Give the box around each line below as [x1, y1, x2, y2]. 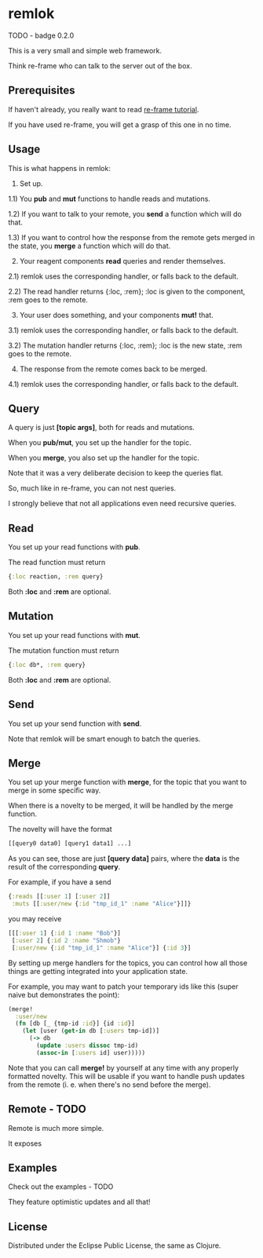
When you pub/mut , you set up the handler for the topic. [8, 438, 192, 447]
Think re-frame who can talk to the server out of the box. [8, 60, 192, 71]
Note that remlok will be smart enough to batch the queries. [8, 734, 201, 743]
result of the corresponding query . [8, 862, 121, 872]
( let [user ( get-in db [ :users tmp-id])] [22, 1027, 159, 1035]
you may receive [8, 914, 62, 923]
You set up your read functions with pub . [8, 542, 141, 552]
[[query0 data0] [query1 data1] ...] [8, 840, 132, 848]
